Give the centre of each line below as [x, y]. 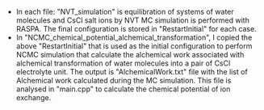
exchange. [34, 97]
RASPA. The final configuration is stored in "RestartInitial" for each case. [136, 29]
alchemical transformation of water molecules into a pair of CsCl [123, 63]
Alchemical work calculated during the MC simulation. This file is [124, 80]
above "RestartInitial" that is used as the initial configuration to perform [134, 46]
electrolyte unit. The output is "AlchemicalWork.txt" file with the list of [132, 72]
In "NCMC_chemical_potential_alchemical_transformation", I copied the [134, 37]
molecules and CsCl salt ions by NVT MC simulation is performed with [133, 20]
